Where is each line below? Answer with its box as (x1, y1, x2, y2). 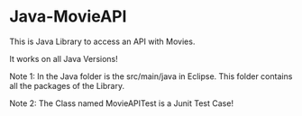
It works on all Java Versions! (9, 53, 119, 64)
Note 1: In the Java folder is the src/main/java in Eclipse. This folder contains (9, 70, 293, 82)
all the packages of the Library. (9, 80, 124, 91)
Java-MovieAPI (9, 6, 127, 27)
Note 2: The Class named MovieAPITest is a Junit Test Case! (9, 97, 234, 109)
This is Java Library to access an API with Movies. (9, 36, 196, 47)
